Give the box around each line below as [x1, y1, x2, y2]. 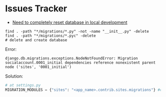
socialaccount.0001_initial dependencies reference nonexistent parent [5, 60, 156, 65]
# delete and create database [5, 38, 68, 43]
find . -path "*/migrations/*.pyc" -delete [5, 33, 96, 38]
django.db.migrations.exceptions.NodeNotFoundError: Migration [5, 55, 138, 61]
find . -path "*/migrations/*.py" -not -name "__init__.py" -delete [5, 29, 149, 34]
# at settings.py [5, 83, 41, 88]
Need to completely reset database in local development [12, 19, 127, 25]
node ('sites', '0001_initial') [5, 64, 72, 69]
